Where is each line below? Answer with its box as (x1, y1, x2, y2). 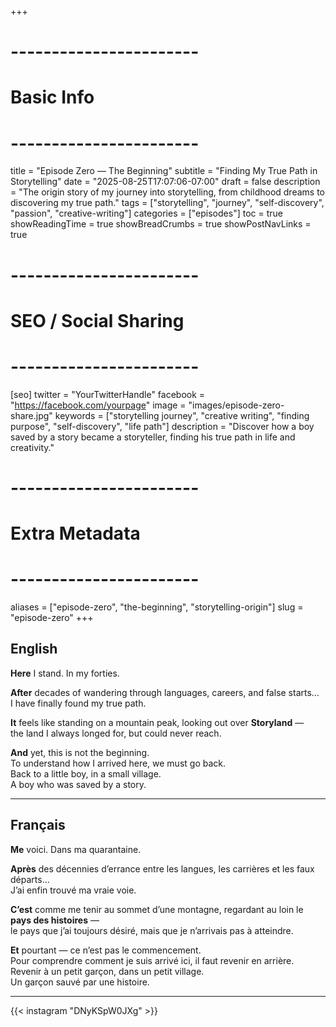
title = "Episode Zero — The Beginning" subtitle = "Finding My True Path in (10, 165, 318, 177)
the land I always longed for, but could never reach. (10, 727, 222, 739)
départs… (10, 873, 50, 885)
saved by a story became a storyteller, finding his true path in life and (10, 431, 296, 443)
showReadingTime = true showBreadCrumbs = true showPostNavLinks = (10, 218, 312, 230)
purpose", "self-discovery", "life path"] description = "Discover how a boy (10, 420, 315, 432)
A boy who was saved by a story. (10, 778, 147, 790)
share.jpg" (10, 409, 53, 421)
